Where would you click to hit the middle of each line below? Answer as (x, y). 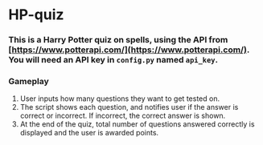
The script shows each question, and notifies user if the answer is (129, 107)
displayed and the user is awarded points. (89, 133)
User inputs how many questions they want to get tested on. (119, 99)
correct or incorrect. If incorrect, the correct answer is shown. (123, 116)
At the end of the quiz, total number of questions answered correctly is (137, 124)
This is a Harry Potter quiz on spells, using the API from (118, 40)
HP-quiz (36, 15)
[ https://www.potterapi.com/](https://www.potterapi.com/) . (129, 50)
